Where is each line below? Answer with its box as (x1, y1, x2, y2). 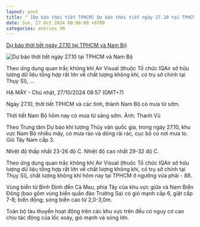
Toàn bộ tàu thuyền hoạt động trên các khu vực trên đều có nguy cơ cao (6, 208, 185, 215)
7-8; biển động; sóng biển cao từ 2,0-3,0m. (6, 196, 112, 203)
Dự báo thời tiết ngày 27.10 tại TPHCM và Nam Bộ (6, 42, 127, 49)
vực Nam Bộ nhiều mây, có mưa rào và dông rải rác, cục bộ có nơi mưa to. (6, 130, 189, 137)
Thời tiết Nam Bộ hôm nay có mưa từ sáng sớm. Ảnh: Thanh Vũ (6, 112, 161, 119)
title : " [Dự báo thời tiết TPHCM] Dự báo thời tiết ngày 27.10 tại (6, 14, 180, 20)
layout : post (6, 8, 39, 15)
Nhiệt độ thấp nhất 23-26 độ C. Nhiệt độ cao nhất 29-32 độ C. (6, 148, 160, 155)
